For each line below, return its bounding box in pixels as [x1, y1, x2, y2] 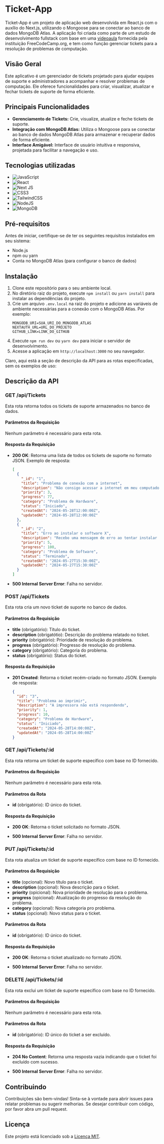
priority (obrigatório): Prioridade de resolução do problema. [12, 636, 133, 643]
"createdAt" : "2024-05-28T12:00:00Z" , [21, 508, 100, 513]
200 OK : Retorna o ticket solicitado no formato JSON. [12, 824, 121, 830]
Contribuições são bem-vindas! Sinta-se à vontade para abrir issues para [5, 1095, 153, 1101]
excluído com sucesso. [12, 1059, 59, 1065]
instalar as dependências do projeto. [12, 296, 86, 301]
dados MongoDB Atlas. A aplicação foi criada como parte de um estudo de [5, 30, 156, 36]
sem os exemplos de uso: [5, 363, 57, 369]
